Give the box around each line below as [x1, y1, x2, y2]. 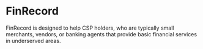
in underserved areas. [6, 37, 61, 44]
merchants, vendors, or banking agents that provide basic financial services [6, 30, 197, 38]
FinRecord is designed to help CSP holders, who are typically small [6, 24, 174, 31]
